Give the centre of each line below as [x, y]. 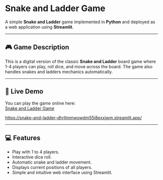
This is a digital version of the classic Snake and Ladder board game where [81, 61]
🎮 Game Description [37, 47]
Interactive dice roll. [32, 157]
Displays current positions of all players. [52, 167]
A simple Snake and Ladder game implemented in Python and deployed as [80, 22]
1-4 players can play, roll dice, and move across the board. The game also [79, 66]
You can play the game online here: [40, 103]
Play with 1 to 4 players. [36, 152]
